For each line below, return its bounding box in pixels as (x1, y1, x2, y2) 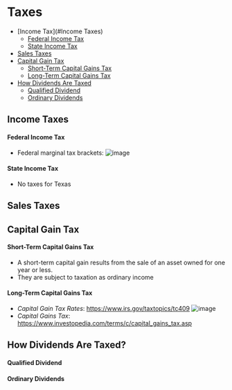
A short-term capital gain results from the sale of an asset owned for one (17, 258, 226, 266)
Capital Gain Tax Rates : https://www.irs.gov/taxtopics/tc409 (17, 304, 190, 312)
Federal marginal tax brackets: (17, 149, 104, 157)
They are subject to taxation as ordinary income (17, 273, 154, 281)
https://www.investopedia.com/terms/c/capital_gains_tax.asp (17, 319, 193, 327)
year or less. (17, 265, 53, 274)
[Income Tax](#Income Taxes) (17, 27, 103, 35)
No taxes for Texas (17, 180, 71, 188)
